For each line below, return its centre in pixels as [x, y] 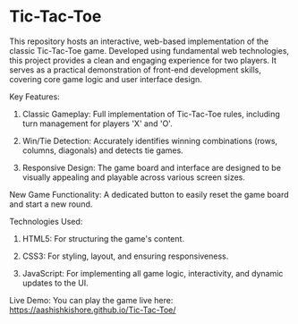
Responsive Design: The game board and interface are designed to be [152, 167]
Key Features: [34, 97]
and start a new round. [51, 204]
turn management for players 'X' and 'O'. [97, 124]
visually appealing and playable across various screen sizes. [134, 177]
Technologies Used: [46, 221]
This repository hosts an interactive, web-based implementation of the [139, 41]
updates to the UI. [55, 283]
